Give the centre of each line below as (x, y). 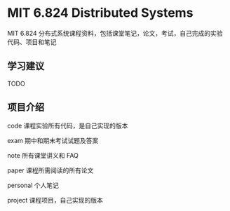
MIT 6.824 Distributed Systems (100, 13)
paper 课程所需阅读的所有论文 (50, 170)
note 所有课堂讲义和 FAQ (43, 155)
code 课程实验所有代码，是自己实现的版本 (68, 125)
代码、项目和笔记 (32, 42)
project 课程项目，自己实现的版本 (55, 200)
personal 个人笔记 (33, 185)
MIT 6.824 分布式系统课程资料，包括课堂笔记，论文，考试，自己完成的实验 (115, 33)
